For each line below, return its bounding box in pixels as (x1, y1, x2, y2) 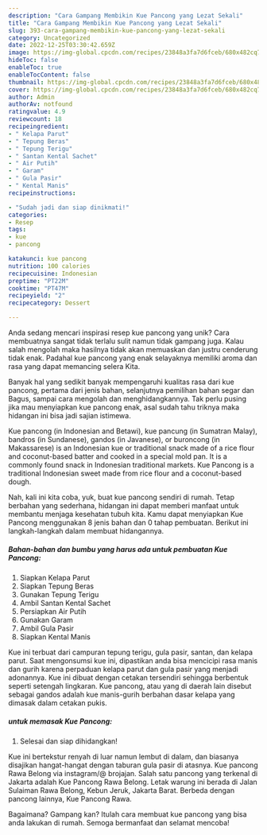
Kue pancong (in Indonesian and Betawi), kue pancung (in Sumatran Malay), (8, 426, 258, 436)
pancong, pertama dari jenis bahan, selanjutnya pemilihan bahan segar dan (8, 386, 254, 394)
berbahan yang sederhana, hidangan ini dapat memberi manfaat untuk (8, 501, 240, 510)
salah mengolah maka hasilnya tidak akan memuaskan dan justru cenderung (8, 345, 258, 354)
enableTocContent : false (8, 71, 91, 79)
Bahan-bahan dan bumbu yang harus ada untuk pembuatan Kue (8, 544, 228, 553)
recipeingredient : (8, 122, 69, 130)
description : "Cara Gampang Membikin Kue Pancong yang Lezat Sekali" (8, 11, 244, 20)
